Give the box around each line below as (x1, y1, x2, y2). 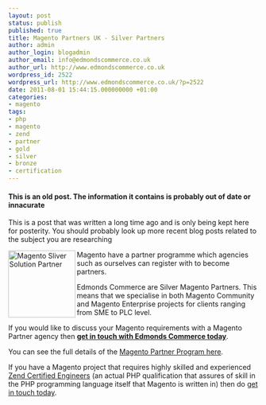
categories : (8, 93, 48, 101)
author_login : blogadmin (8, 49, 91, 56)
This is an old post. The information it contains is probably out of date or (8, 192, 252, 201)
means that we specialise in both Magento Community (76, 291, 255, 301)
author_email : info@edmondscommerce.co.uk (8, 56, 151, 64)
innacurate (8, 200, 45, 209)
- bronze (8, 160, 37, 168)
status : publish (8, 19, 62, 27)
